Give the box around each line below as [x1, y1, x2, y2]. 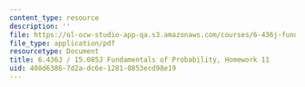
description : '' [9, 22, 71, 31]
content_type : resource [9, 13, 100, 23]
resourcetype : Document [9, 47, 100, 56]
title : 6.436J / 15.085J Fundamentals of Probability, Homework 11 [9, 55, 271, 64]
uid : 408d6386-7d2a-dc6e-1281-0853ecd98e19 [9, 64, 177, 73]
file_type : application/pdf [9, 38, 116, 48]
